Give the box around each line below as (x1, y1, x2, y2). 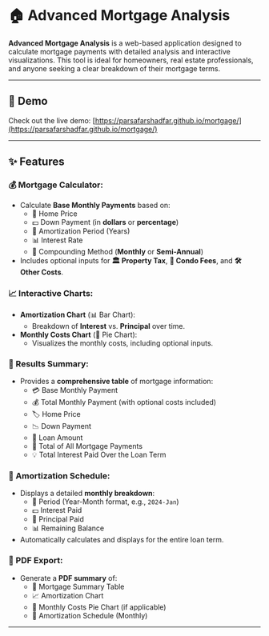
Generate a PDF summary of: (19, 573, 118, 582)
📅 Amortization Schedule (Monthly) (31, 610, 148, 620)
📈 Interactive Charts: (8, 288, 94, 299)
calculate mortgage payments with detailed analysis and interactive (8, 46, 231, 56)
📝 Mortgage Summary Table (31, 582, 125, 591)
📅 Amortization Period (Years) (31, 226, 130, 236)
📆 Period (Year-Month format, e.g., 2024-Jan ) (31, 497, 179, 506)
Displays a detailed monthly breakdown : (19, 489, 155, 498)
